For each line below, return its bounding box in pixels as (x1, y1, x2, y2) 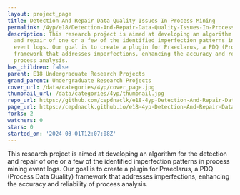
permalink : (7, 24, 40, 31)
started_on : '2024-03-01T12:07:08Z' (7, 130, 116, 137)
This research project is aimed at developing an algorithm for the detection (7, 149, 227, 158)
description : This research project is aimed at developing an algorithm (7, 30, 232, 38)
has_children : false (7, 64, 69, 71)
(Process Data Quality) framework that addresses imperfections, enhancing (7, 172, 230, 181)
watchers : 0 (7, 116, 43, 124)
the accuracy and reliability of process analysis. (7, 180, 148, 189)
